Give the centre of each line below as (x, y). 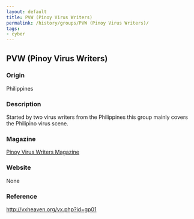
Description (24, 104)
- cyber (16, 34)
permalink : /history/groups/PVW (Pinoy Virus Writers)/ (77, 23)
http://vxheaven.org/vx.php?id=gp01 (52, 209)
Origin (16, 76)
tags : (13, 28)
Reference (22, 196)
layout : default (26, 12)
